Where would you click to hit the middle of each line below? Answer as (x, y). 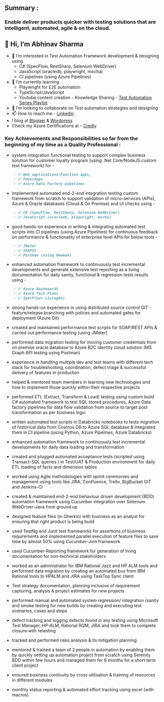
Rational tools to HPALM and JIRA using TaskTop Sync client (73, 576)
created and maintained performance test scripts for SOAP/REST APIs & (84, 328)
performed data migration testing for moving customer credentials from (84, 342)
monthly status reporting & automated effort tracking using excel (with (83, 690)
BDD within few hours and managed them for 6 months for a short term (84, 660)
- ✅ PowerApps (28, 179)
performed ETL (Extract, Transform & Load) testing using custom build (83, 397)
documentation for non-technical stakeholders (59, 556)
